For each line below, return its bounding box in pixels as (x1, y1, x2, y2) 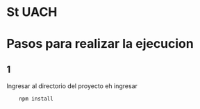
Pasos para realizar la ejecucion (6, 36, 194, 52)
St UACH (6, 4, 58, 20)
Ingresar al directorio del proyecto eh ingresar (6, 82, 138, 90)
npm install (19, 95, 53, 103)
